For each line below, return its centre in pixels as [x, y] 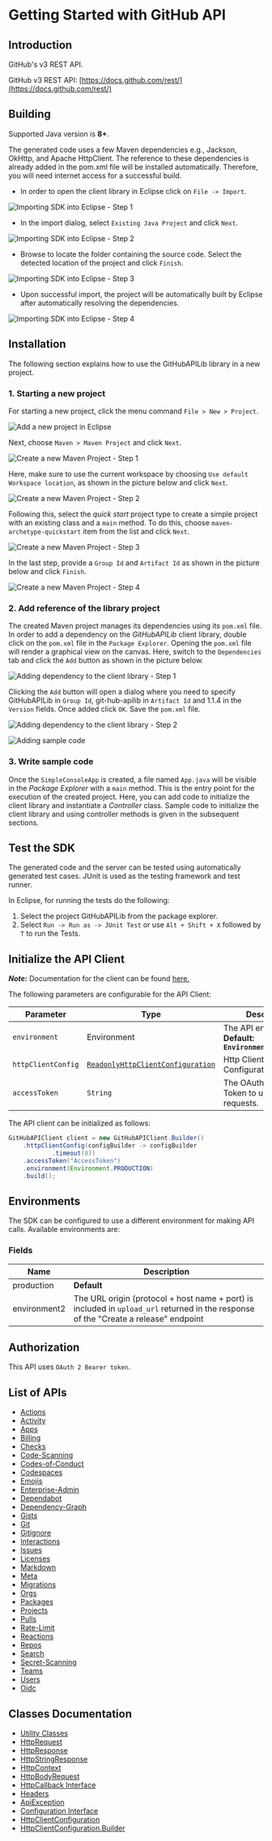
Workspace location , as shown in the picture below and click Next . [118, 482]
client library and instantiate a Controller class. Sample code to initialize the [134, 805]
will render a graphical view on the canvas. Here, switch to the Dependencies [135, 652]
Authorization [44, 1347]
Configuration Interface [59, 1811]
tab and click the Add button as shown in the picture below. [106, 660]
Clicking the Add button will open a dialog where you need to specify [122, 692]
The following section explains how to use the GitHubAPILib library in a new [134, 364]
